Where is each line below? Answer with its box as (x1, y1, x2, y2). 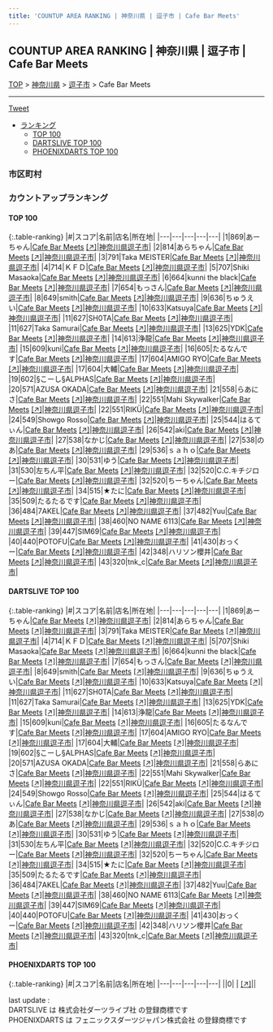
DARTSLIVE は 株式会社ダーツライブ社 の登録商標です (8, 1004, 188, 1014)
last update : (8, 995, 50, 1004)
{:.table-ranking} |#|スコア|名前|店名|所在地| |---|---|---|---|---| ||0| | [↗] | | (8, 978, 257, 988)
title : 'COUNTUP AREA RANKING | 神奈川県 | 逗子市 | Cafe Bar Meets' (8, 11, 240, 20)
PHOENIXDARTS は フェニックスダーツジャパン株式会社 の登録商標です (8, 1015, 248, 1025)
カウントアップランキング (8, 193, 108, 204)
